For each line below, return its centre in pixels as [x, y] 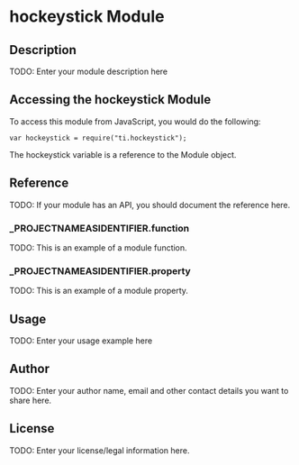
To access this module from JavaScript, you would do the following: [135, 121]
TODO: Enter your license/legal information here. [100, 450]
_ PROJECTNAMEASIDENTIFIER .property [100, 270]
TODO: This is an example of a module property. [99, 291]
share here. [31, 400]
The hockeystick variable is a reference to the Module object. [123, 154]
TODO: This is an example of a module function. [98, 247]
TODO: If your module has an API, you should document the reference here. [150, 205]
